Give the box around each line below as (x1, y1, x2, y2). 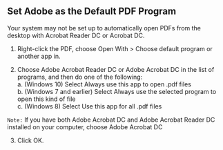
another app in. (17, 52, 61, 60)
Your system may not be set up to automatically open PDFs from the (7, 24, 202, 32)
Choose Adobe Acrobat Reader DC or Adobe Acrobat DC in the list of (17, 65, 215, 73)
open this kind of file (17, 95, 76, 103)
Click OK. (17, 136, 44, 144)
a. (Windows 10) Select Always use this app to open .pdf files (17, 79, 192, 88)
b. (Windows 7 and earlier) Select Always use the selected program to (17, 87, 217, 95)
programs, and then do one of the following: (17, 73, 143, 81)
